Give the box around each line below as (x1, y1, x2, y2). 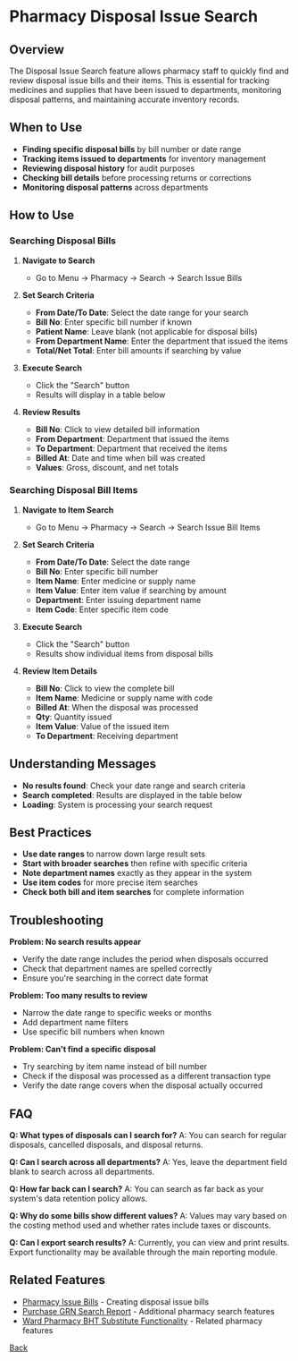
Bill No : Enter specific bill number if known (35, 316, 193, 327)
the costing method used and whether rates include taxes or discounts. (9, 1220, 271, 1231)
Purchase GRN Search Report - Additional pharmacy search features (21, 1306, 275, 1316)
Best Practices (9, 825, 92, 840)
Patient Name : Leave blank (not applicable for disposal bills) (35, 326, 258, 336)
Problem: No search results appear (9, 937, 141, 948)
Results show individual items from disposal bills (35, 648, 214, 659)
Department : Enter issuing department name (35, 594, 202, 605)
